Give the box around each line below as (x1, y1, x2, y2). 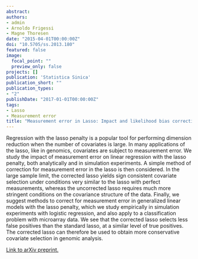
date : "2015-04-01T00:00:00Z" (6, 36, 81, 42)
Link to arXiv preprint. (6, 246, 59, 254)
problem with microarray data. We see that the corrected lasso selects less (6, 216, 188, 223)
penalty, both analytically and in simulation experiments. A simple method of (6, 160, 192, 167)
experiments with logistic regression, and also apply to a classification (6, 210, 177, 217)
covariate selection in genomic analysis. (6, 235, 103, 242)
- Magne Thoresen (6, 31, 49, 37)
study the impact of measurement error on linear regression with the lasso (6, 153, 187, 160)
